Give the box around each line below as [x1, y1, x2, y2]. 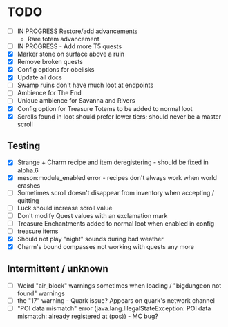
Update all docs [17, 73, 62, 81]
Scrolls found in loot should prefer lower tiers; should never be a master [17, 112, 222, 121]
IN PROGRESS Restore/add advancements [17, 27, 138, 35]
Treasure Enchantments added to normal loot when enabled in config [17, 219, 215, 228]
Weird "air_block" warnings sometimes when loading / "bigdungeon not [17, 281, 222, 290]
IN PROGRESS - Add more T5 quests [17, 42, 122, 50]
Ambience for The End [17, 89, 82, 97]
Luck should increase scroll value [17, 204, 113, 212]
